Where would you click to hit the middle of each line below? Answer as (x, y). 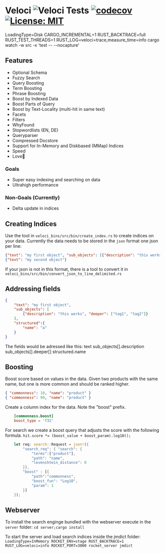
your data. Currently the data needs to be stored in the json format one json (82, 241)
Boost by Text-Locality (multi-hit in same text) (58, 109)
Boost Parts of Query (33, 104)
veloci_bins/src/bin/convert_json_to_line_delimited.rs (63, 274)
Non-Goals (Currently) (32, 197)
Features (19, 61)
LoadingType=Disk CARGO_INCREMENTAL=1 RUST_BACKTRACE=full (75, 34)
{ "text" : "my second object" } (36, 260)
